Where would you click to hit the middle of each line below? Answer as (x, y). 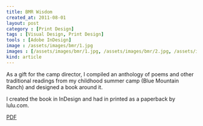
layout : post (23, 23)
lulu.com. (18, 105)
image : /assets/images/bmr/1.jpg (50, 46)
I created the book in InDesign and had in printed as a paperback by (91, 99)
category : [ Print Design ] (40, 29)
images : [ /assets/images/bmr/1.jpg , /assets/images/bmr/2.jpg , (89, 51)
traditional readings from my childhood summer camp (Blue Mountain (93, 81)
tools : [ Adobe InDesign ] (39, 40)
